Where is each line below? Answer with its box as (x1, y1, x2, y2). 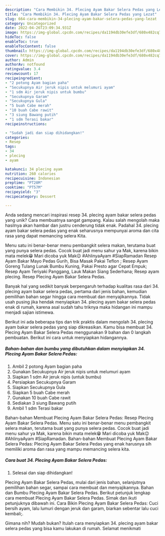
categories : (5, 135, 29, 140)
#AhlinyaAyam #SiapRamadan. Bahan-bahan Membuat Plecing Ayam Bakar (5, 436, 158, 442)
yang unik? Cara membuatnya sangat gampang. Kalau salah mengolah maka (5, 217, 160, 223)
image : (5, 30, 19, 35)
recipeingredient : (5, 76, 43, 81)
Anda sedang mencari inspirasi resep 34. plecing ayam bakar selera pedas (5, 212, 156, 218)
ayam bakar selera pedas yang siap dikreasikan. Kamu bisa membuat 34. (5, 324, 153, 330)
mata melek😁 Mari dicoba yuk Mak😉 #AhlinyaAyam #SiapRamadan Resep (5, 253, 157, 259)
